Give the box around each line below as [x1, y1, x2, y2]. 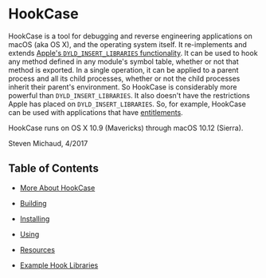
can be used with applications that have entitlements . [8, 107, 183, 117]
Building [19, 198, 47, 208]
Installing [19, 213, 50, 224]
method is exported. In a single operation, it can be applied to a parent [8, 65, 239, 74]
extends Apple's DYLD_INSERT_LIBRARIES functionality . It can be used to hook [8, 48, 258, 58]
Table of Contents [8, 161, 100, 176]
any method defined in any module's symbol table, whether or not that [8, 57, 239, 66]
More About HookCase [19, 183, 96, 193]
